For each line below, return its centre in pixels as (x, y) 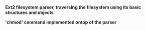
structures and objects (29, 12)
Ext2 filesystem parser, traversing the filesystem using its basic (73, 7)
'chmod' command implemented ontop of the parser (61, 22)
